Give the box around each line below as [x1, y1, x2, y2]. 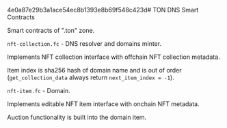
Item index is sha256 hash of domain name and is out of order [7, 66, 183, 74]
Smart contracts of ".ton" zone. [7, 27, 95, 34]
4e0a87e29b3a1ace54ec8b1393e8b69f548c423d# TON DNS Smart [7, 6, 199, 14]
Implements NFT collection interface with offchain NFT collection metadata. [7, 53, 220, 61]
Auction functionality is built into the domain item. [7, 113, 147, 121]
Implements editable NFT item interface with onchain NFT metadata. [7, 100, 200, 108]
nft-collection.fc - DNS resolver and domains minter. [7, 40, 162, 47]
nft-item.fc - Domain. [7, 87, 70, 94]
